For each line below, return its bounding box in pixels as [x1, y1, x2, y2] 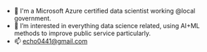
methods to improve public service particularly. [13, 29, 151, 37]
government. [13, 14, 51, 22]
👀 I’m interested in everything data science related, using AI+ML [13, 22, 200, 30]
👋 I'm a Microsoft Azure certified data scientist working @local [13, 7, 196, 15]
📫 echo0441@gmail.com [13, 37, 88, 45]
